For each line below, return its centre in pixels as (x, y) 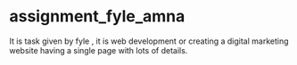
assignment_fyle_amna (97, 16)
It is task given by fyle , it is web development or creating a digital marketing (149, 41)
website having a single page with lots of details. (99, 50)
